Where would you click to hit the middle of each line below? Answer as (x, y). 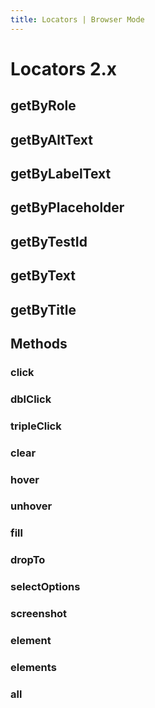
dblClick (31, 399)
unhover (31, 506)
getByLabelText (61, 173)
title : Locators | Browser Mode (77, 19)
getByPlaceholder (67, 207)
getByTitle (43, 309)
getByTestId (49, 241)
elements (33, 667)
